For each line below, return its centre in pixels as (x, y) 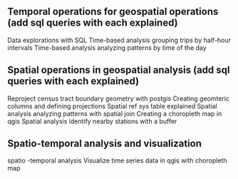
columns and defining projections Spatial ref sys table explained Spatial (112, 106)
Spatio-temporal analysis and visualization (104, 144)
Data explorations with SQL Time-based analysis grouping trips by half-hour (119, 40)
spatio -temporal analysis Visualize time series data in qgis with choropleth (117, 160)
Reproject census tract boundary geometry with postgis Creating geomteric (119, 98)
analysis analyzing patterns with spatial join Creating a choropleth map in (115, 113)
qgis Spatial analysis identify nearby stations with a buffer (92, 121)
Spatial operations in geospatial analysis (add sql (119, 70)
